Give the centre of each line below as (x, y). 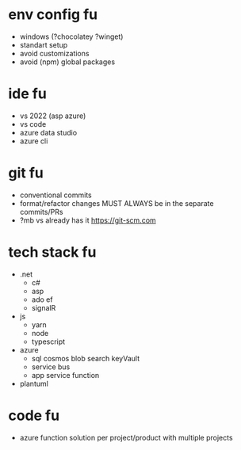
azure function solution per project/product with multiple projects (126, 437)
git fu (26, 173)
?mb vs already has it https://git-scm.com (88, 220)
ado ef (42, 299)
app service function (65, 375)
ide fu (28, 94)
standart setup (44, 44)
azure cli (34, 141)
